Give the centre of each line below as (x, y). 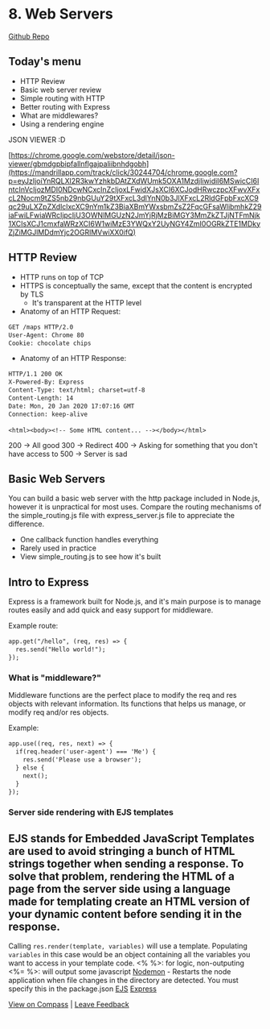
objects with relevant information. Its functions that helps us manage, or (127, 704)
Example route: (33, 626)
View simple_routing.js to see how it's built (90, 557)
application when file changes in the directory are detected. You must (123, 981)
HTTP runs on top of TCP (62, 277)
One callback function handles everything (89, 540)
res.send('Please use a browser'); (82, 760)
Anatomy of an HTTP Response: (73, 358)
